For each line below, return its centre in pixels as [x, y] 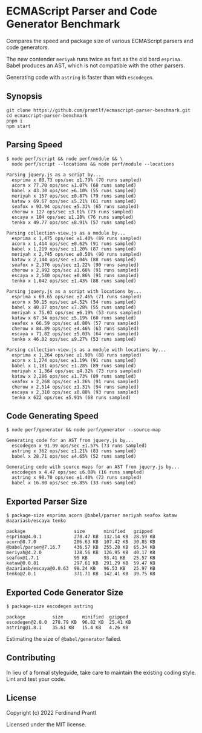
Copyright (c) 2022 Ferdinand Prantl [51, 712]
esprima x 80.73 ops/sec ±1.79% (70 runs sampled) [77, 180]
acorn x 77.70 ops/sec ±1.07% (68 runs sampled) [74, 185]
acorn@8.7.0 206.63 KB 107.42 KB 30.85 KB [81, 542]
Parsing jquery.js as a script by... [54, 175]
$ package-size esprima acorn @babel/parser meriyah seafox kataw [92, 516]
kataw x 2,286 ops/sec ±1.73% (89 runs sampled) [74, 376]
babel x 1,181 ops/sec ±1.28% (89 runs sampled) [74, 366]
